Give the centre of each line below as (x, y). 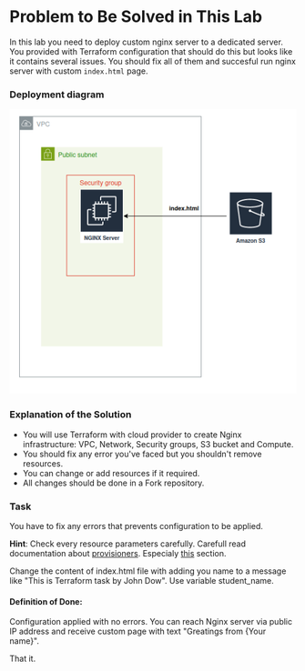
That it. (23, 659)
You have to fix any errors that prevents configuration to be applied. (137, 526)
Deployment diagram (57, 95)
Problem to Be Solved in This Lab (136, 17)
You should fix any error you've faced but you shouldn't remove (142, 454)
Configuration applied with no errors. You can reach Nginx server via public (151, 622)
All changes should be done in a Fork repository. (113, 483)
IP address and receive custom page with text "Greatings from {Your (138, 631)
